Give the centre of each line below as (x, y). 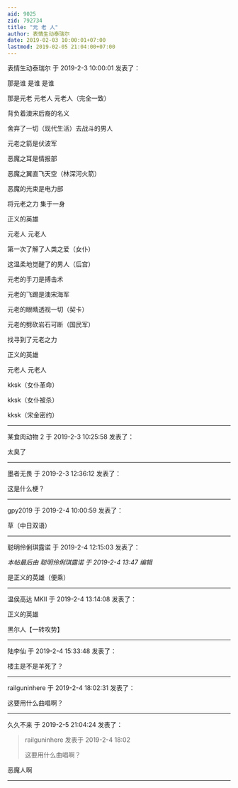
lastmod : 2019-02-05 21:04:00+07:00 (61, 47)
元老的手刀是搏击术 (35, 279)
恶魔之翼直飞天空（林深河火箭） (54, 174)
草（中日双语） (29, 525)
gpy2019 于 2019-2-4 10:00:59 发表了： (66, 510)
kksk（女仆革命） (33, 385)
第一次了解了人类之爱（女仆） (51, 249)
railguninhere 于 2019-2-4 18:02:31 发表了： (71, 688)
